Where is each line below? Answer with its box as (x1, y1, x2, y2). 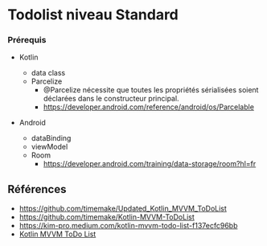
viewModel (31, 142, 68, 152)
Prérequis (7, 35, 47, 46)
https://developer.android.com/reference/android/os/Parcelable (43, 102, 255, 112)
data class (31, 68, 66, 78)
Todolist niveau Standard (7, 6, 179, 24)
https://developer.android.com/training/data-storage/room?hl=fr (43, 159, 257, 169)
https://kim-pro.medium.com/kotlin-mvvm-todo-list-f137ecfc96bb (18, 221, 238, 231)
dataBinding (31, 133, 72, 143)
